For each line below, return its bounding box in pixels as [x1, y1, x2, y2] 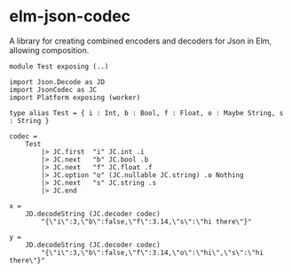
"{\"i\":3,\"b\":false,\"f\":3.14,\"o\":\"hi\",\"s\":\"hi [41, 248, 264, 257]
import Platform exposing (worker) [9, 93, 141, 102]
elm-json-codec [9, 6, 131, 27]
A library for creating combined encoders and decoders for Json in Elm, [9, 35, 272, 46]
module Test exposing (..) [9, 62, 109, 71]
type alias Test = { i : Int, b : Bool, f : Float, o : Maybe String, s [9, 108, 284, 117]
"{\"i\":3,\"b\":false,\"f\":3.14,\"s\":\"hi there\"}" [41, 217, 252, 226]
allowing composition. [9, 44, 90, 55]
